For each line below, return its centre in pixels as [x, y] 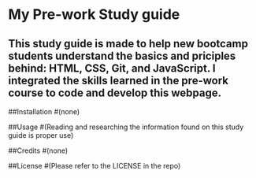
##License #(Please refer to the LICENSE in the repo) [95, 166]
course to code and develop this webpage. [115, 93]
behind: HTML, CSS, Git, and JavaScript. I [112, 68]
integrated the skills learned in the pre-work [118, 80]
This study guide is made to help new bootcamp [128, 44]
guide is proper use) [41, 135]
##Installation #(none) [44, 111]
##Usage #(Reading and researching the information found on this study [126, 127]
